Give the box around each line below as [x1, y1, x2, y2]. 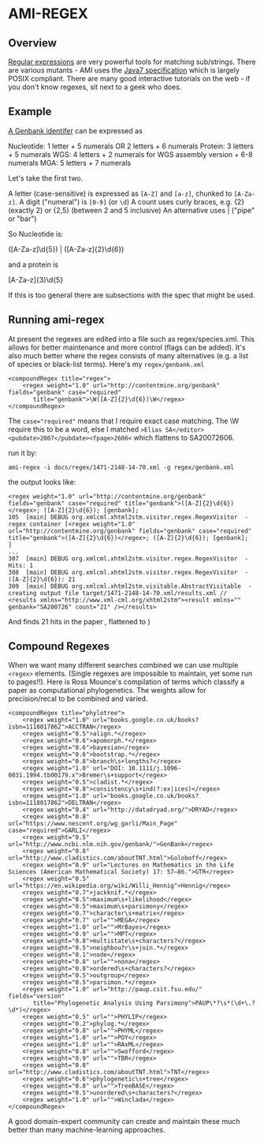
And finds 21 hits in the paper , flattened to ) [8, 616, 151, 626]
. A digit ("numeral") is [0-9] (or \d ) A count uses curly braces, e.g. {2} [15, 197, 245, 206]
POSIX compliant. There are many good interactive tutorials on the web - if [8, 74, 251, 83]
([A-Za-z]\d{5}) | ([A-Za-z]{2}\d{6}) [8, 244, 125, 253]
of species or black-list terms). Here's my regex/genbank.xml [8, 359, 205, 369]
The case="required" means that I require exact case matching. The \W [8, 416, 240, 425]
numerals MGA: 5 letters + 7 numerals [8, 158, 132, 167]
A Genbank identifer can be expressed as [8, 125, 143, 135]
